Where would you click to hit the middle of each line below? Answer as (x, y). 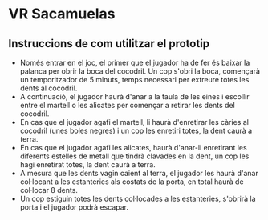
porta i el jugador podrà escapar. (74, 207)
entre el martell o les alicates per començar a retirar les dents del (127, 105)
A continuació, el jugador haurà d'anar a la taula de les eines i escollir (134, 96)
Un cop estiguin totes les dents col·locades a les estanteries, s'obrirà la (138, 198)
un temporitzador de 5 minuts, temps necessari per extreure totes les (134, 80)
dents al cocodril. (49, 88)
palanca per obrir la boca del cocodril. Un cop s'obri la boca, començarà (140, 71)
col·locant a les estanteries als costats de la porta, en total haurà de (132, 182)
